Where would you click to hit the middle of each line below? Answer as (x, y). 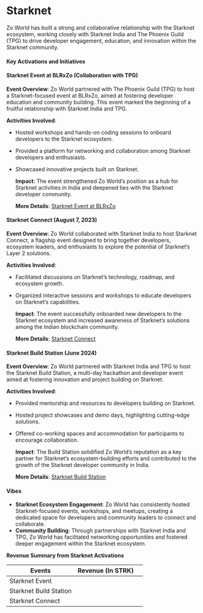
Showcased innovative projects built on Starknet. (77, 169)
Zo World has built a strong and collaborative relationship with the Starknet (101, 28)
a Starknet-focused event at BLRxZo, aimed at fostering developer (90, 95)
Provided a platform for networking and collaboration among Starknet (103, 150)
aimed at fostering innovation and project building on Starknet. (85, 380)
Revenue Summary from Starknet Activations (65, 555)
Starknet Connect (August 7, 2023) (52, 220)
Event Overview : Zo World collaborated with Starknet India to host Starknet (102, 233)
